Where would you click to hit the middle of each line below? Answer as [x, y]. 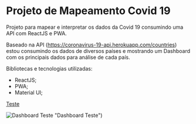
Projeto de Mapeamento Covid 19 [88, 11]
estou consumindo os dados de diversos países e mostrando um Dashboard [98, 51]
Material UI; [28, 92]
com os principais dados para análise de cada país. [68, 57]
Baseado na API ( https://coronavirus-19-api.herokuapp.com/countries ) [92, 45]
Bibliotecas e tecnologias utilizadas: [49, 68]
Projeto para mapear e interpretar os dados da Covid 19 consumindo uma [95, 27]
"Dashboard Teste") [79, 115]
